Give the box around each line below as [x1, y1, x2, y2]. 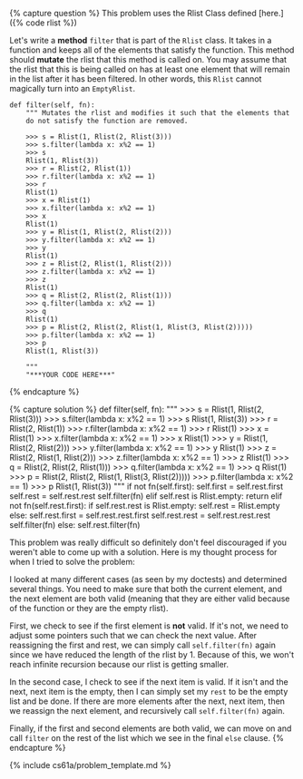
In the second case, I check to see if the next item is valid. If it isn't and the [9, 677, 288, 687]
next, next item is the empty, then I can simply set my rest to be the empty [9, 686, 288, 696]
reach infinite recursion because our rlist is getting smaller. [9, 659, 230, 669]
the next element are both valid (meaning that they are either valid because [9, 593, 290, 604]
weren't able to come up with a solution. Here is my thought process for [9, 547, 278, 557]
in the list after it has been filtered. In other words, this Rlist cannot [9, 73, 262, 84]
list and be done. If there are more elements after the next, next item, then [9, 696, 286, 706]
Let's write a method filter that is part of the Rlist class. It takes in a [9, 35, 272, 45]
